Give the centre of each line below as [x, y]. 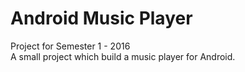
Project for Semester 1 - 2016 [70, 46]
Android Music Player [101, 18]
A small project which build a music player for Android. [123, 56]
